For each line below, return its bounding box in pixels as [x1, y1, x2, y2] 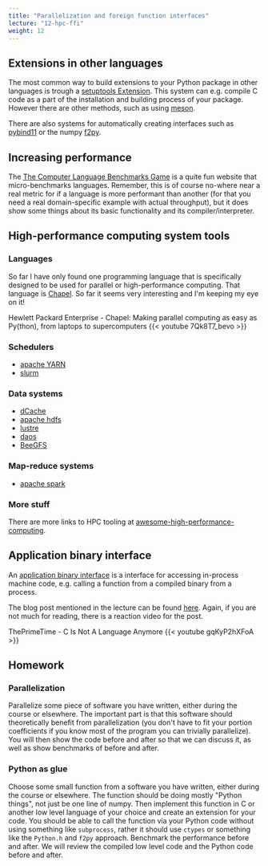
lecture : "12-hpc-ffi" [8, 19, 84, 27]
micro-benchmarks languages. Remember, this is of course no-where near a [8, 181, 261, 189]
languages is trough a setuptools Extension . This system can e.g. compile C [8, 86, 258, 96]
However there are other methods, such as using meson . [8, 104, 196, 113]
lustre [19, 423, 39, 433]
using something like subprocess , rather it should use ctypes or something [8, 824, 251, 834]
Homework [8, 659, 65, 673]
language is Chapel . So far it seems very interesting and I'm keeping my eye [8, 288, 259, 298]
